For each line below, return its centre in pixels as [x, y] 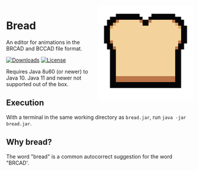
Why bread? [29, 142]
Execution [25, 103]
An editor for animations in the [43, 42]
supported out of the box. [37, 84]
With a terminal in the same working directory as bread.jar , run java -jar [96, 117]
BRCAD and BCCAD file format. [44, 48]
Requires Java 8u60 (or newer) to [47, 71]
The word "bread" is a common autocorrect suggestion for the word [90, 156]
